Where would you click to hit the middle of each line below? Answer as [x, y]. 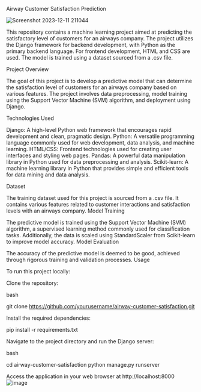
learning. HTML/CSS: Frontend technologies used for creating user [89, 149]
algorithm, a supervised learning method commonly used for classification [98, 229]
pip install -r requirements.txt [42, 330]
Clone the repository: [32, 283]
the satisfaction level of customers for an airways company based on [91, 87]
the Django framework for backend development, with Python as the [91, 45]
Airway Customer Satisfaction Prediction [56, 9]
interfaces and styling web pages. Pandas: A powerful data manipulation [96, 155]
